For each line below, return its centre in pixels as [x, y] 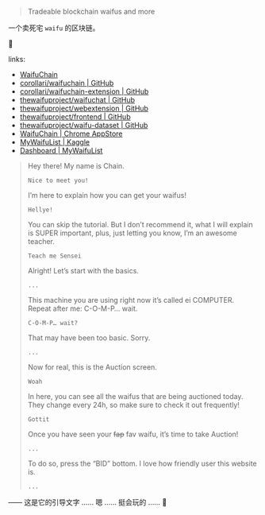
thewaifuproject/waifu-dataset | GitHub [84, 125]
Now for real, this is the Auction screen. [92, 367]
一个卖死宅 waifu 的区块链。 [54, 28]
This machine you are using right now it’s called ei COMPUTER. [131, 300]
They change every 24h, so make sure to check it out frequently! [134, 405]
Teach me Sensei [54, 256]
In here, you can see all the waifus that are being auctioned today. [135, 396]
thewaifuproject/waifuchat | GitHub [77, 100]
